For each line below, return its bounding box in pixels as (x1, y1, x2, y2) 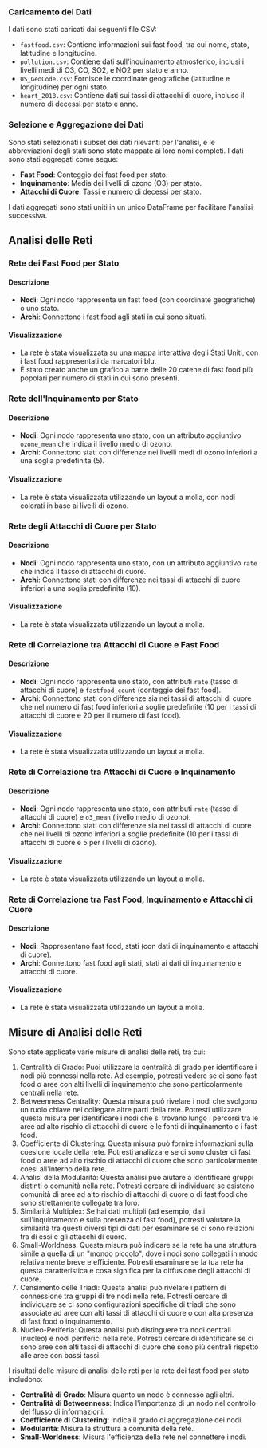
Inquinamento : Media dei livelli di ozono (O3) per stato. (19, 178, 202, 187)
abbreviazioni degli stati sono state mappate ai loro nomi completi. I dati (8, 146, 245, 155)
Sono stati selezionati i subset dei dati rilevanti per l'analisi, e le (8, 137, 215, 147)
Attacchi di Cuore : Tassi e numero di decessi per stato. (19, 187, 202, 196)
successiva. (8, 211, 48, 220)
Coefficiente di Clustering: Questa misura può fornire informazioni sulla (19, 1139, 253, 1148)
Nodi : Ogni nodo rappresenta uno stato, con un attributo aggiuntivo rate (19, 557, 257, 568)
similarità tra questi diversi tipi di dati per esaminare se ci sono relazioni (19, 1223, 255, 1233)
